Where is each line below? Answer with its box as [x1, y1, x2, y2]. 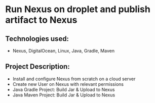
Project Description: [5, 62, 70, 71]
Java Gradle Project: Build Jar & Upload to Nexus [12, 86, 115, 92]
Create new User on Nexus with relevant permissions [12, 81, 124, 87]
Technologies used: [5, 34, 69, 43]
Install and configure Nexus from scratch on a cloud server [12, 76, 136, 82]
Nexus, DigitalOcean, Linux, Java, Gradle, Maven [12, 48, 115, 54]
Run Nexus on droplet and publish [5, 4, 150, 15]
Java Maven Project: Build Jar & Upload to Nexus [12, 92, 115, 98]
